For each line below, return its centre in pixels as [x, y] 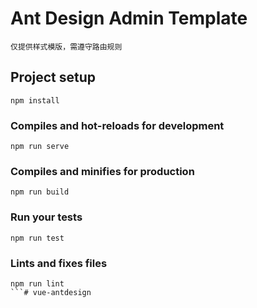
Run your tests [46, 217]
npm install [35, 100]
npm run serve [40, 147]
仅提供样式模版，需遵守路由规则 [66, 47]
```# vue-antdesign [51, 292]
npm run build [40, 192]
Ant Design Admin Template [129, 18]
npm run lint [37, 283]
